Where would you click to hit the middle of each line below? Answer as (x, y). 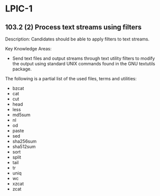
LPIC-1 (19, 9)
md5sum (21, 115)
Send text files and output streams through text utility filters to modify (83, 58)
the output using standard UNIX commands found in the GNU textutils (84, 64)
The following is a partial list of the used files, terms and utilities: (71, 79)
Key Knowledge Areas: (28, 49)
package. (22, 69)
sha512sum (24, 147)
